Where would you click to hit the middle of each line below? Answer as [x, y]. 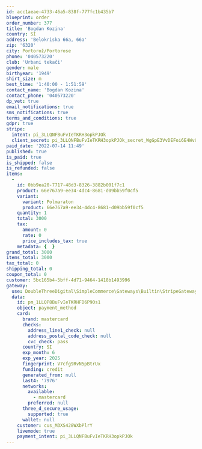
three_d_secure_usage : [50, 409]
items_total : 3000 [29, 258]
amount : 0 [34, 230]
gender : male [23, 68]
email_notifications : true [40, 107]
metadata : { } [36, 246]
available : [41, 392]
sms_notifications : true [37, 112]
